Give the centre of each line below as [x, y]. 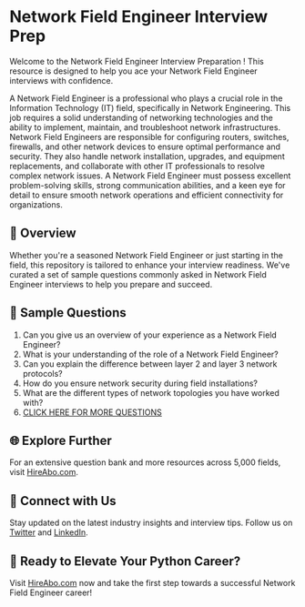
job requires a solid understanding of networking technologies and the [141, 117]
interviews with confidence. [61, 80]
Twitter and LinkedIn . [49, 532]
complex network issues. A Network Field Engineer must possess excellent [150, 176]
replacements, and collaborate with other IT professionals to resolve [137, 166]
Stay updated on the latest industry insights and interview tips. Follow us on [151, 523]
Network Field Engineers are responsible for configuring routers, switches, [149, 137]
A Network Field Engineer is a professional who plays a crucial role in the [146, 98]
